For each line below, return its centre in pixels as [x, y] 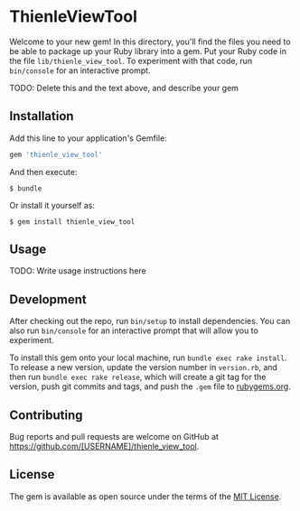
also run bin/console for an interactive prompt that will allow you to [134, 330]
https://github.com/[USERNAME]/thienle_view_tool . [104, 446]
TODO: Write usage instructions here [78, 271]
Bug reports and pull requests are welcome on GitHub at [114, 437]
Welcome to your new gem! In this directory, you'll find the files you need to [150, 42]
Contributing [46, 415]
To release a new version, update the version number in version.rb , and [144, 367]
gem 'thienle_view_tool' [56, 154]
